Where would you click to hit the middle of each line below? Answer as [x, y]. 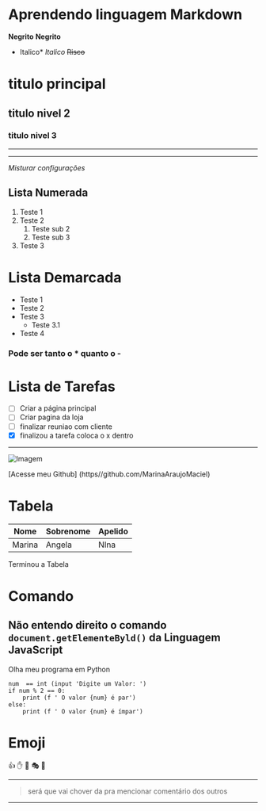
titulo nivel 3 [32, 136]
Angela [59, 545]
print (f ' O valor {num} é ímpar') [83, 711]
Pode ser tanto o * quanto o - [65, 354]
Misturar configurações [47, 167]
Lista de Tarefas [62, 386]
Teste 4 [32, 333]
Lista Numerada [48, 193]
